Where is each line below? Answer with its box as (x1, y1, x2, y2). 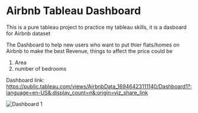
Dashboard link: (6, 77, 44, 84)
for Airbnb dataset (6, 29, 51, 36)
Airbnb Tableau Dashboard (6, 4, 141, 18)
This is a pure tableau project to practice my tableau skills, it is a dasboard (6, 24, 187, 31)
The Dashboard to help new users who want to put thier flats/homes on (6, 41, 180, 48)
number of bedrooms (14, 65, 67, 72)
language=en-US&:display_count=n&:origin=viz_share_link (6, 89, 148, 96)
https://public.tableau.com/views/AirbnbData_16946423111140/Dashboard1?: (6, 82, 192, 89)
